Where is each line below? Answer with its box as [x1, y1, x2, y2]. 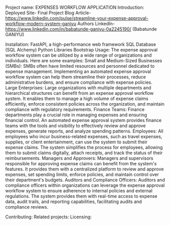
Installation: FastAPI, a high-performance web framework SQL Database [5, 41, 156, 47]
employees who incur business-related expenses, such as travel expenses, [5, 134, 162, 139]
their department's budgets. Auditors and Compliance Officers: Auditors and [5, 177, 165, 183]
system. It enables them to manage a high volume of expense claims [5, 95, 149, 102]
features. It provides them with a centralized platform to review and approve [5, 166, 164, 172]
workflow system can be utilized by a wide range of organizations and [5, 52, 152, 58]
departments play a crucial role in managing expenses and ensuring [5, 112, 147, 118]
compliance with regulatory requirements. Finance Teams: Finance [5, 107, 145, 112]
